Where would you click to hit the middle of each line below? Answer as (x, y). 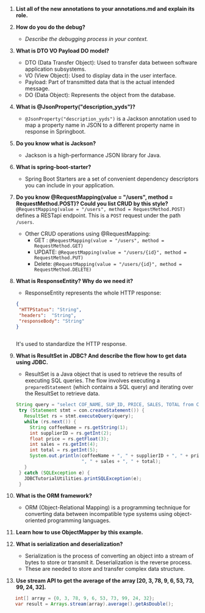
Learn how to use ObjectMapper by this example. (79, 532)
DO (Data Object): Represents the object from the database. (100, 95)
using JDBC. (32, 362)
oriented (35, 520)
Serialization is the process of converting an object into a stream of (109, 556)
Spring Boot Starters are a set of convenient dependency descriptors (112, 179)
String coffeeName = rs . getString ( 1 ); (79, 427)
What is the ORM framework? (54, 496)
